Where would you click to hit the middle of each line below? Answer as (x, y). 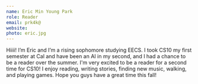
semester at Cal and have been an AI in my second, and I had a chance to (96, 56)
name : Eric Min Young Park (39, 11)
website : (17, 28)
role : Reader (22, 17)
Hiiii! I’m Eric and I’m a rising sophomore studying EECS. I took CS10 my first (99, 50)
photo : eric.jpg (26, 33)
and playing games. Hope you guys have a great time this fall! (82, 75)
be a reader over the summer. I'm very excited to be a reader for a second (96, 63)
